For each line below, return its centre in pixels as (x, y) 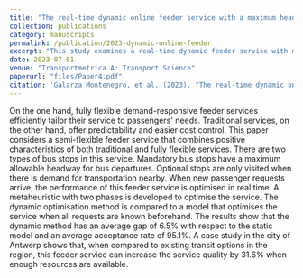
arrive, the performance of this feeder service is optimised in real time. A (144, 187)
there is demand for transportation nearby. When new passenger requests (147, 178)
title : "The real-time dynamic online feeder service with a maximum (143, 18)
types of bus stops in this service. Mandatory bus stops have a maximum (145, 158)
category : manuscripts (52, 34)
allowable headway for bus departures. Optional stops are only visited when (151, 168)
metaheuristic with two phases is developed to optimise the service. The (144, 197)
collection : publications (58, 26)
